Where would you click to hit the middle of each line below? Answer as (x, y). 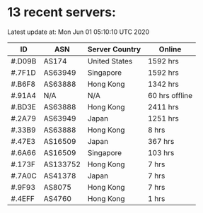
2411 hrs (163, 107)
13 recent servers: (62, 12)
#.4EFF (23, 198)
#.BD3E (24, 107)
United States (110, 61)
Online (170, 49)
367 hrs (161, 141)
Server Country (114, 49)
